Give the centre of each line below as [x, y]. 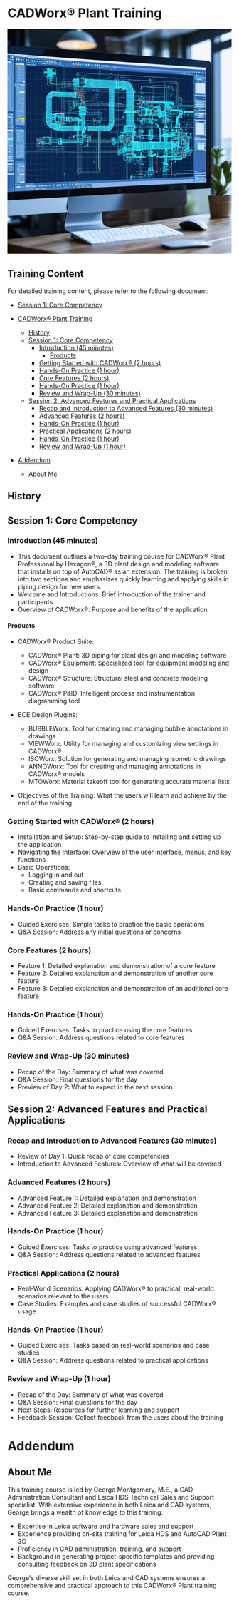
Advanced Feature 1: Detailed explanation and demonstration [107, 1198]
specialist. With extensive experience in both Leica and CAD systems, [110, 1505]
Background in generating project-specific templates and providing [116, 1556]
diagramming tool [54, 701]
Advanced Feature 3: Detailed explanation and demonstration [107, 1213]
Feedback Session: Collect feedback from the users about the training [120, 1417]
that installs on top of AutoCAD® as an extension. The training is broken [122, 571]
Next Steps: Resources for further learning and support [99, 1410]
